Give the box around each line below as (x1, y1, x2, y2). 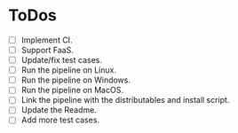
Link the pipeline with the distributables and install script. (20, 95, 230, 106)
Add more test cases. (20, 114, 99, 125)
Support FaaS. (20, 45, 75, 55)
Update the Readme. (20, 105, 97, 115)
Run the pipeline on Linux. (20, 65, 117, 75)
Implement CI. (20, 35, 73, 45)
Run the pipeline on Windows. (20, 74, 131, 85)
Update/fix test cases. (20, 55, 103, 66)
